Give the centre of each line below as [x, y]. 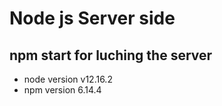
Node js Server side [92, 18]
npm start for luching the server [111, 55]
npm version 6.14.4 [62, 90]
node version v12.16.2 [68, 79]
